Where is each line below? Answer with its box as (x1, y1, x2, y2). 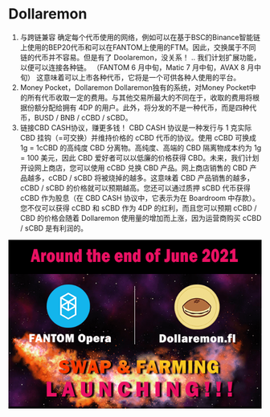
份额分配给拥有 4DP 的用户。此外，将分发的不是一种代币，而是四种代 (27, 102, 257, 112)
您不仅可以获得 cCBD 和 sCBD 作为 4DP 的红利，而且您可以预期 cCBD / (19, 202, 257, 213)
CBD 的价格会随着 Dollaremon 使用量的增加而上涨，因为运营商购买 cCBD (19, 213, 262, 223)
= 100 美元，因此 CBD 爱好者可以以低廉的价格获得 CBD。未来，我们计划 (19, 153, 260, 162)
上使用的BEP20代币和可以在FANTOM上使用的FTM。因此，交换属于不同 (19, 42, 256, 52)
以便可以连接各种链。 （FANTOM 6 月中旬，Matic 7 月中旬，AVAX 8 (19, 62, 245, 72)
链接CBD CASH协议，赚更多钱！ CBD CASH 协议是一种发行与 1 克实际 (19, 122, 252, 133)
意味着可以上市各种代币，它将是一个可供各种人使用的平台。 (43, 72, 241, 82)
